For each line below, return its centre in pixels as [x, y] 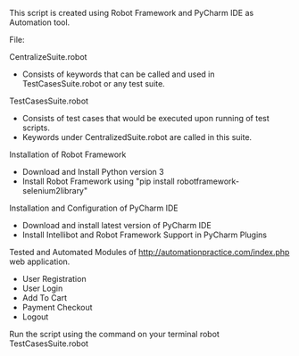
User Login [42, 288]
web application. [40, 261]
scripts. [36, 128]
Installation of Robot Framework [68, 154]
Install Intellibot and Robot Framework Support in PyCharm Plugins [145, 235]
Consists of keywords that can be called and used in [119, 74]
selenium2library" [55, 190]
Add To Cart [44, 298]
